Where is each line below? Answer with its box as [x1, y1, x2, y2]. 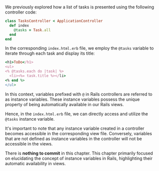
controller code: [5, 9, 37, 15]
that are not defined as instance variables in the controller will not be [5, 136, 142, 141]
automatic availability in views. [5, 160, 66, 166]
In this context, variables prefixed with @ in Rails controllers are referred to [5, 91, 153, 97]
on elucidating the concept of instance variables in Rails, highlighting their [5, 155, 153, 161]
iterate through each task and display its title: [5, 50, 95, 56]
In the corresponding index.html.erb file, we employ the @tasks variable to [5, 46, 154, 51]
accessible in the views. [5, 140, 53, 147]
